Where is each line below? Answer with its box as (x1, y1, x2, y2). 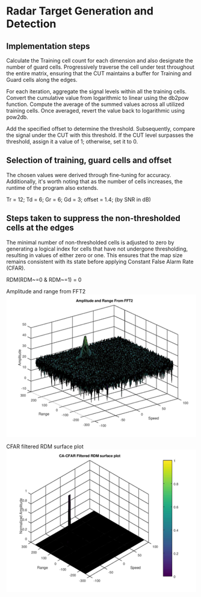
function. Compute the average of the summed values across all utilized (6, 101, 185, 108)
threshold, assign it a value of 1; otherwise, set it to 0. (6, 138, 138, 145)
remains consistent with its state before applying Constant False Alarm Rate (6, 258, 194, 265)
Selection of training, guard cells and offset (6, 155, 172, 166)
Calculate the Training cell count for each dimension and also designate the (6, 57, 194, 64)
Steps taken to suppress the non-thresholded (6, 213, 181, 223)
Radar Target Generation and (6, 4, 153, 18)
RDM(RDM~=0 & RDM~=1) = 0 (6, 276, 82, 283)
